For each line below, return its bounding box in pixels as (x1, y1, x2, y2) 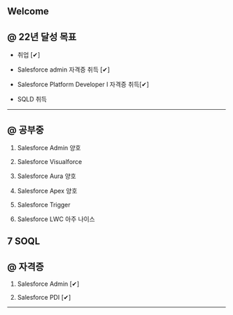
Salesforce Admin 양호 (17, 144, 81, 152)
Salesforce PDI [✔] (17, 293, 71, 302)
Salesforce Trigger (17, 201, 71, 209)
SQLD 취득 (17, 95, 47, 104)
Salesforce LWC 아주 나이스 (17, 215, 96, 223)
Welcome (7, 6, 49, 17)
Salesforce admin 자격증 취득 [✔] (17, 65, 110, 74)
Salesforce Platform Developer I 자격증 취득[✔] (17, 80, 149, 89)
